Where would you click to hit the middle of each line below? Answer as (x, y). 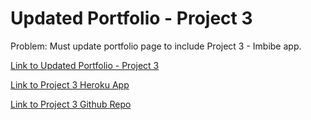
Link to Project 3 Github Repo (71, 104)
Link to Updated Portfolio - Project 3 (85, 65)
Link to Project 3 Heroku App (70, 84)
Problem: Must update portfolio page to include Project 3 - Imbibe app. (156, 46)
